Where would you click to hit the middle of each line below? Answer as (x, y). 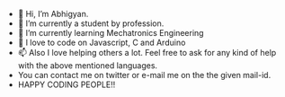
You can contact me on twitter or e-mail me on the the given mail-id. (144, 75)
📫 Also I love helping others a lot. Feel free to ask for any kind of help (147, 53)
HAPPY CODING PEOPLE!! (67, 84)
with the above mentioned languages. (88, 66)
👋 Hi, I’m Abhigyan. (53, 14)
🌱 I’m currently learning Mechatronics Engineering (111, 33)
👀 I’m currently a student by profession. (91, 23)
